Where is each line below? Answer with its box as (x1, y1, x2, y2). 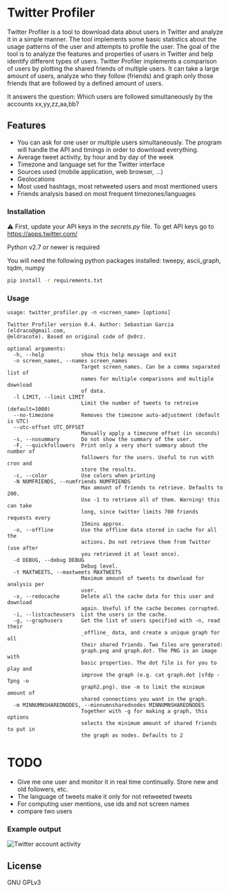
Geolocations (17, 175, 55, 183)
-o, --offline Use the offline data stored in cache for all (13, 527, 217, 534)
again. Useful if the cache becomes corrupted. (81, 605, 220, 612)
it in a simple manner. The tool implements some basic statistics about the (7, 35, 217, 43)
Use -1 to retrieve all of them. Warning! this (81, 496, 220, 503)
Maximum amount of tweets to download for (81, 575, 205, 582)
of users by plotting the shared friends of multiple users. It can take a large (7, 64, 219, 72)
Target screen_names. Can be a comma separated (81, 364, 220, 371)
